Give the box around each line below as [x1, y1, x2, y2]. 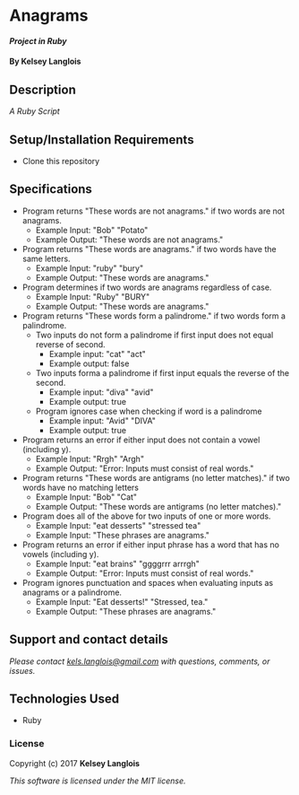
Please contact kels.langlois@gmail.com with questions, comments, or [9, 656, 270, 667]
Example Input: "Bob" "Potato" [35, 224, 149, 235]
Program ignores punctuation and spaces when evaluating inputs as [21, 577, 274, 588]
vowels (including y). [21, 548, 99, 559]
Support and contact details [9, 632, 168, 647]
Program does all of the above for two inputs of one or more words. [21, 511, 271, 521]
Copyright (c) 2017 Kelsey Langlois [9, 757, 141, 768]
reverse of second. [35, 338, 106, 350]
